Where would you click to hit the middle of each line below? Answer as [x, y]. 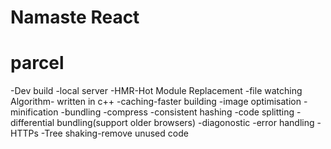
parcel [37, 63]
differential [32, 123]
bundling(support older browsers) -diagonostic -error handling [185, 123]
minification [34, 112]
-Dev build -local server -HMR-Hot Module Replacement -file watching [156, 91]
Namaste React [75, 17]
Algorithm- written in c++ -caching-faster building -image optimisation [156, 102]
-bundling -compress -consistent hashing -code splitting [177, 112]
